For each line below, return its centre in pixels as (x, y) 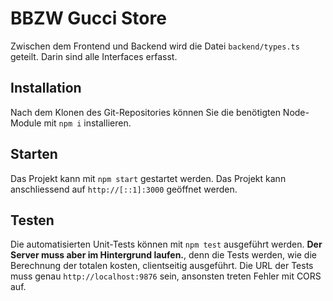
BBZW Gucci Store (88, 18)
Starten (34, 154)
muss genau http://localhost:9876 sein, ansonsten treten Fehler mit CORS (166, 276)
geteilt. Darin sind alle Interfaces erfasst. (94, 56)
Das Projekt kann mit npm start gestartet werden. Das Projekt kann (148, 178)
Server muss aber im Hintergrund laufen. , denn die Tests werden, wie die (163, 255)
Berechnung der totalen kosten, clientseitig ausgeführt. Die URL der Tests (162, 266)
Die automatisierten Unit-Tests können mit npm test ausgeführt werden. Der (166, 244)
